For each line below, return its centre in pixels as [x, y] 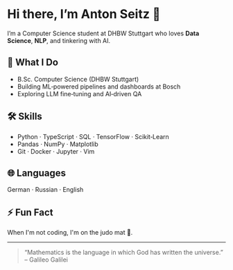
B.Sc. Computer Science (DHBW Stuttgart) [78, 79]
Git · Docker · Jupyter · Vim [56, 151]
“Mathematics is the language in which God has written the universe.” [123, 253]
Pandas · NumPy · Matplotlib [58, 144]
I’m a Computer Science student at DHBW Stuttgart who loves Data [103, 33]
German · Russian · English [45, 190]
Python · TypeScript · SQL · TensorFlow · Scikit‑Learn [93, 136]
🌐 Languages [36, 173]
